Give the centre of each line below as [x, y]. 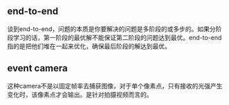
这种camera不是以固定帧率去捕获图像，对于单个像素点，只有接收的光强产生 [115, 86]
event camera [37, 68]
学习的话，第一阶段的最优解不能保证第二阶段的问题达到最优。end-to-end [117, 37]
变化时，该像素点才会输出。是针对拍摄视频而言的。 [80, 94]
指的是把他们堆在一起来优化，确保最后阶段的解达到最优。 [89, 46]
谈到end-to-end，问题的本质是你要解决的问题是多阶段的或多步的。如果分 [111, 29]
